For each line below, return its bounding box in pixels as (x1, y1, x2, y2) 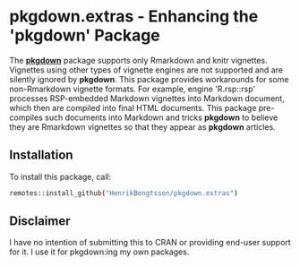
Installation (9, 148, 73, 163)
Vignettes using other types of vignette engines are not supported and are (9, 64, 284, 75)
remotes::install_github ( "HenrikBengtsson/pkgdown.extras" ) (9, 188, 239, 198)
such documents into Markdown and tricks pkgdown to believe (44, 112, 279, 123)
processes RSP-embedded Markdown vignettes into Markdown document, (9, 92, 285, 104)
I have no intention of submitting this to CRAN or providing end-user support (9, 237, 291, 248)
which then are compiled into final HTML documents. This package (9, 102, 257, 113)
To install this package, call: (9, 171, 112, 182)
